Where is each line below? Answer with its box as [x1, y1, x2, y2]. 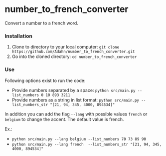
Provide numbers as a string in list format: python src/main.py [11, 96, 140, 103]
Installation [4, 32, 33, 39]
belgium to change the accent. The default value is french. [4, 116, 124, 122]
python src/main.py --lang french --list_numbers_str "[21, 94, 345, [11, 141, 162, 147]
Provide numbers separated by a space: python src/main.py [11, 87, 136, 93]
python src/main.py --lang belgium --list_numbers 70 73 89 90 [11, 136, 147, 141]
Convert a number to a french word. [4, 20, 78, 26]
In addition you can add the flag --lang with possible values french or [4, 111, 148, 117]
